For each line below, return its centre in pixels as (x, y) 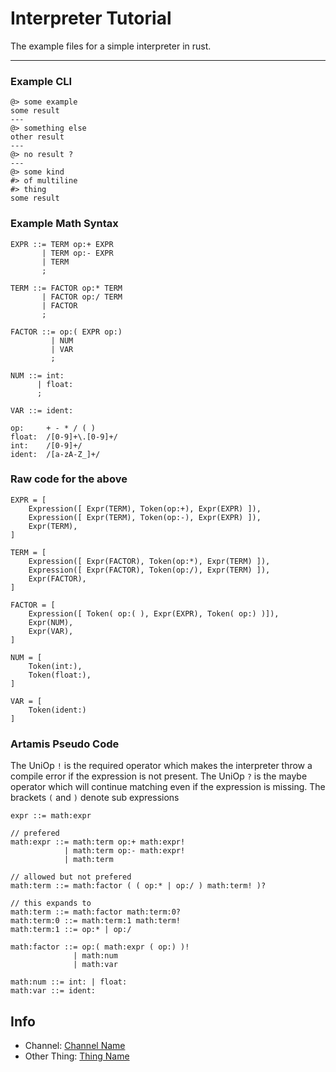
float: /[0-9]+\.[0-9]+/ (64, 437)
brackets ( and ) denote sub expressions (95, 798)
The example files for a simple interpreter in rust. (111, 46)
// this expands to (51, 903)
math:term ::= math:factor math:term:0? (96, 912)
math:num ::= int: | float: (69, 982)
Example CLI (41, 81)
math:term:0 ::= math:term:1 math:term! (96, 921)
